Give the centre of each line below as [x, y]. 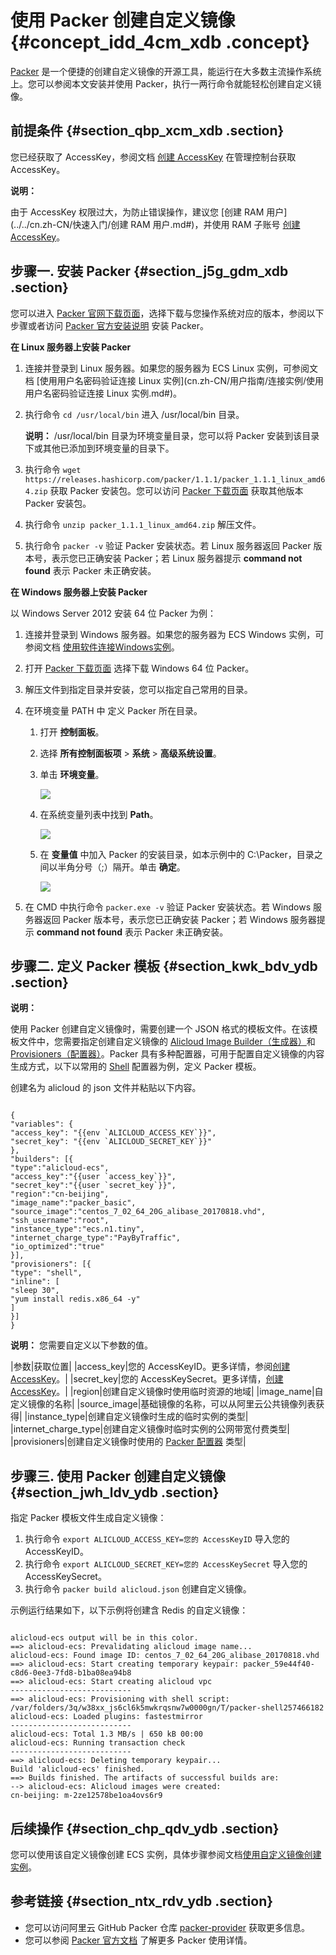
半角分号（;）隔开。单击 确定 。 [121, 867]
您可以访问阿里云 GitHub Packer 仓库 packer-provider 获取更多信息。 [167, 1927]
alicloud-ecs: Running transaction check [98, 1743]
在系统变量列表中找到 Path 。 [99, 814]
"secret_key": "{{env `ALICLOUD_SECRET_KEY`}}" [111, 1142]
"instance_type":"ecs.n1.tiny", [77, 1229]
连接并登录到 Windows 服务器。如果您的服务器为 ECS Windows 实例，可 [174, 634]
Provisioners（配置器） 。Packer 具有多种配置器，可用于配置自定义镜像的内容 [167, 1054]
